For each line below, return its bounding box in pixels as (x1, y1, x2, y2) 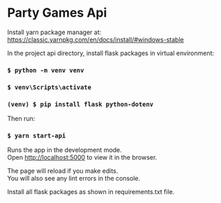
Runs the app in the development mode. (7, 146, 122, 154)
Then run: (7, 114, 36, 123)
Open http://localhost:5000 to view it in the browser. (7, 153, 158, 162)
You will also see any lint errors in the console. (7, 174, 141, 183)
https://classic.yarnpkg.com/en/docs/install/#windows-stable (7, 35, 184, 43)
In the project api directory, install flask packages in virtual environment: (7, 49, 215, 57)
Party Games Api (7, 5, 107, 21)
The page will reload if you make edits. (7, 167, 119, 175)
